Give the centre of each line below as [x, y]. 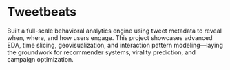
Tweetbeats [42, 12]
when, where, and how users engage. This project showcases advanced [110, 37]
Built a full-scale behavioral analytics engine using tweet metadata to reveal [115, 31]
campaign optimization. [40, 59]
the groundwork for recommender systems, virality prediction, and [102, 52]
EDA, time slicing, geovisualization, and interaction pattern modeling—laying [115, 45]
